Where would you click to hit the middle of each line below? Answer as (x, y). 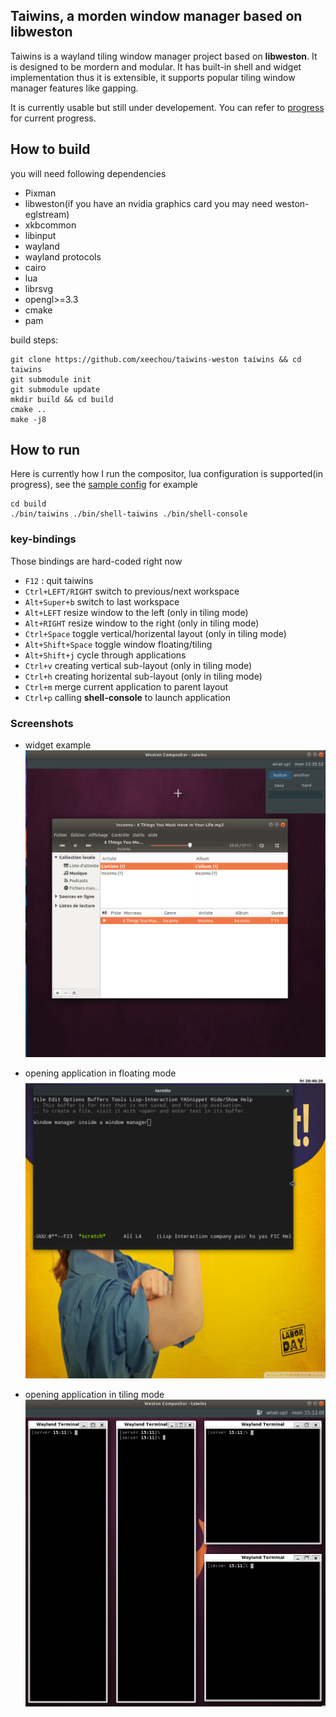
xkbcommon (50, 225)
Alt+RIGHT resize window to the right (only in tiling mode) (142, 623)
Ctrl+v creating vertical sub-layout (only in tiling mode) (138, 665)
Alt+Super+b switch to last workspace (102, 601)
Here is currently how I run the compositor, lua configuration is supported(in (166, 474)
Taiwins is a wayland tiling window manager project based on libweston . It (164, 56)
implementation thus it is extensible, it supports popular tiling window (153, 77)
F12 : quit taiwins (59, 580)
